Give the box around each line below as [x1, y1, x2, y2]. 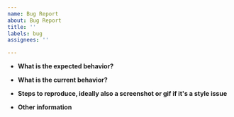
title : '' [7, 23, 37, 30]
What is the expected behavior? [17, 62, 114, 70]
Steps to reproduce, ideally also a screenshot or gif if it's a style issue [17, 90, 228, 98]
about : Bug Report [7, 17, 62, 24]
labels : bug [7, 30, 43, 37]
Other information [17, 103, 72, 111]
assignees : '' [7, 37, 50, 44]
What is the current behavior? [17, 75, 108, 85]
